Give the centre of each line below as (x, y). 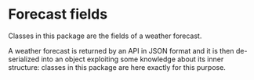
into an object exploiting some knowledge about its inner (132, 59)
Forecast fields (58, 14)
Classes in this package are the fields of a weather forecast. (105, 36)
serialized (24, 59)
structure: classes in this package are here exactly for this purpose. (117, 67)
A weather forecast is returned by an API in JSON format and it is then (121, 50)
